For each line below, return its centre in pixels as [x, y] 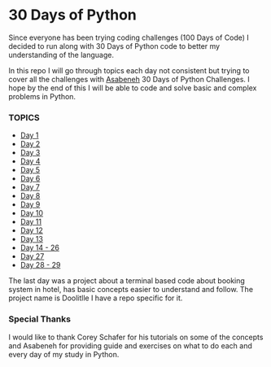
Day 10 [31, 213]
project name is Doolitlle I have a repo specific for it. [96, 298]
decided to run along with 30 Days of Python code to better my [114, 46]
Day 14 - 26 [39, 248]
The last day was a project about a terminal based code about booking [127, 281]
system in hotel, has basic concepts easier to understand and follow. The [131, 290]
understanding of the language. [61, 55]
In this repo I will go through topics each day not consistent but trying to [129, 70]
